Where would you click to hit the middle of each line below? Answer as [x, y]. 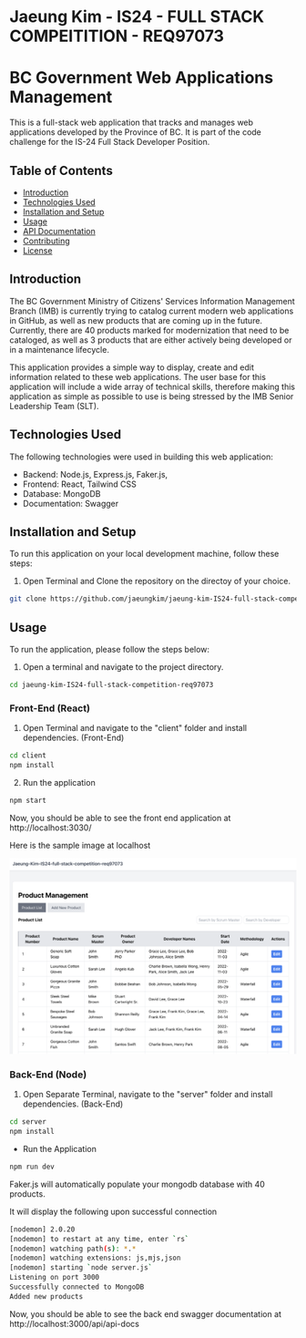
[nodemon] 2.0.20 [42, 1229]
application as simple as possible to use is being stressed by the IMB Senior [152, 396]
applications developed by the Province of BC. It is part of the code [136, 132]
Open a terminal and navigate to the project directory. [123, 667]
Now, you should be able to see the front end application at [120, 818]
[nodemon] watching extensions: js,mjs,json [95, 1258]
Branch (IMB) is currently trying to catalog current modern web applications [152, 311]
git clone [28, 599]
